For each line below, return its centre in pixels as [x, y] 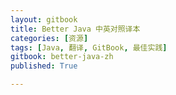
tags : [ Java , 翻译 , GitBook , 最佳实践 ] [89, 47]
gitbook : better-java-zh [62, 57]
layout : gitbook [44, 19]
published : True [44, 66]
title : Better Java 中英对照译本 [75, 29]
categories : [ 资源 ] [49, 38]
